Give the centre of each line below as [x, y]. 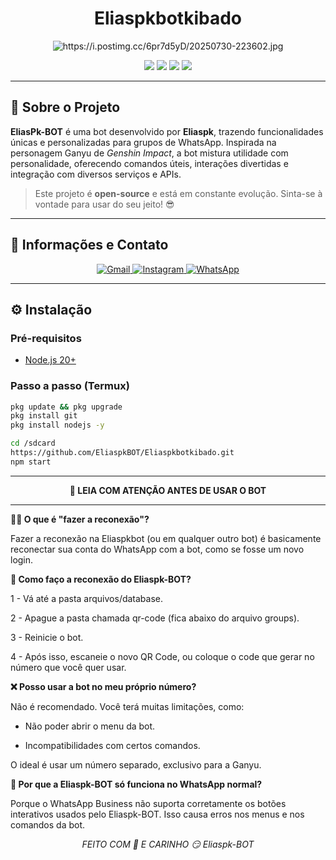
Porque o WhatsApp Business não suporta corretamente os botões [148, 803]
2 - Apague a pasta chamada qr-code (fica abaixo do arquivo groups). [155, 618]
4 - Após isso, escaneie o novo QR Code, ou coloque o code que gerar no [162, 656]
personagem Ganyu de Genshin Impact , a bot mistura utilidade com [149, 153]
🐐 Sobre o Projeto [65, 107]
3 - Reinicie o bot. [47, 637]
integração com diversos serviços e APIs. [96, 174]
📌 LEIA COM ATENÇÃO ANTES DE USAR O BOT [168, 490]
